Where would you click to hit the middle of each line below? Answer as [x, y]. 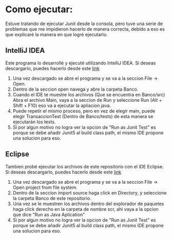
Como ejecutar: [39, 9]
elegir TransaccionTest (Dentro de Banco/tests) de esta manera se [83, 116]
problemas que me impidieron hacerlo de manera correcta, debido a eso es [85, 29]
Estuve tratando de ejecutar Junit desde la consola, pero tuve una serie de [84, 24]
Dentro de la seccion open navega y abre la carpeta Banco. [75, 89]
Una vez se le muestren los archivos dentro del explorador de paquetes [88, 204]
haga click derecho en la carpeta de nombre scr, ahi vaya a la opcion [86, 209]
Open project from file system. [45, 187]
